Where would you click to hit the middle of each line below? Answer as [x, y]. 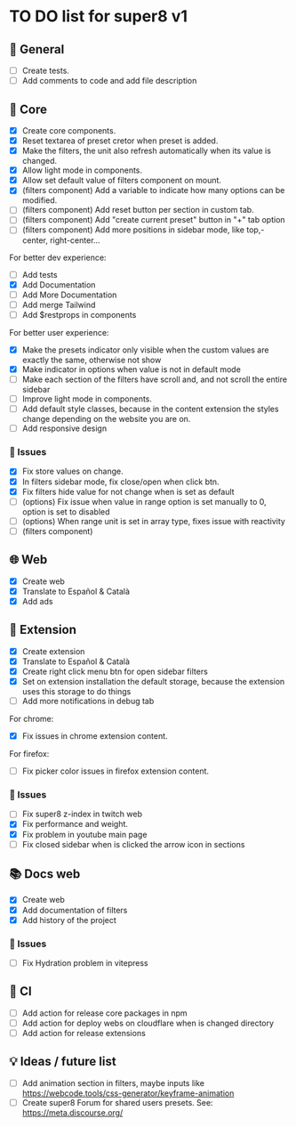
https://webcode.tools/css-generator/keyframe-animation [128, 1093]
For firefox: [29, 754]
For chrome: [32, 718]
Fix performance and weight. [75, 824]
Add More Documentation [69, 295]
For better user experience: [59, 332]
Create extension [53, 651]
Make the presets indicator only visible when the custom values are [145, 350]
